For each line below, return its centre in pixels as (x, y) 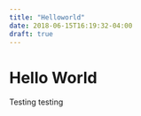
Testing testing (36, 102)
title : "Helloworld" (47, 17)
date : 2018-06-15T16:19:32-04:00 (71, 26)
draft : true (31, 34)
